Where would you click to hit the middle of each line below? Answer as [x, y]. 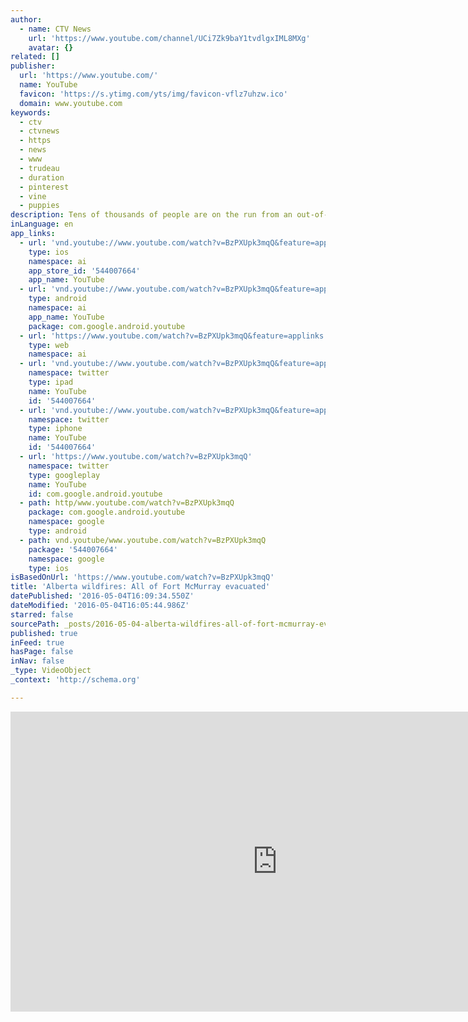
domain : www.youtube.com [71, 103]
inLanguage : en [42, 224]
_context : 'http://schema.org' [75, 680]
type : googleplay [64, 475]
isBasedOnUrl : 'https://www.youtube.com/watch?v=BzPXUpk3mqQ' [142, 577]
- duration [42, 177]
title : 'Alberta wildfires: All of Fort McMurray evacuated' [140, 587]
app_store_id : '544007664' [84, 271]
